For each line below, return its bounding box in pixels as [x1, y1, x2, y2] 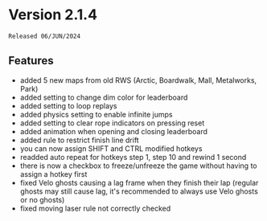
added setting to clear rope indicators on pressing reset [19, 118, 205, 128]
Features [8, 54, 54, 68]
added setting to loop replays [19, 100, 117, 110]
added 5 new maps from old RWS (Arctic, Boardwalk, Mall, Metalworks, [19, 75, 257, 85]
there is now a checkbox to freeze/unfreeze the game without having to [19, 161, 257, 170]
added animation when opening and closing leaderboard [19, 126, 207, 136]
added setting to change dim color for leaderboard [19, 92, 188, 102]
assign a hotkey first [19, 169, 88, 178]
